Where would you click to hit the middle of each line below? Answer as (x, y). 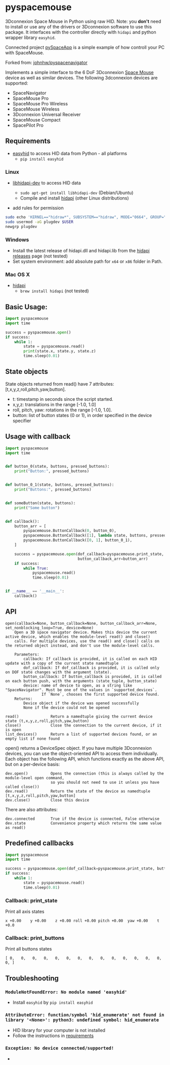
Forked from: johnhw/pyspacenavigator (46, 62)
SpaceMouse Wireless (36, 109)
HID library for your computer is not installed (59, 1031)
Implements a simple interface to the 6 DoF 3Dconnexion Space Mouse (79, 72)
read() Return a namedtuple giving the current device (79, 716)
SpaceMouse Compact (36, 120)
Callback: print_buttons (35, 938)
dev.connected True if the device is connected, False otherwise (82, 819)
